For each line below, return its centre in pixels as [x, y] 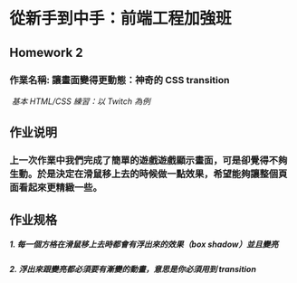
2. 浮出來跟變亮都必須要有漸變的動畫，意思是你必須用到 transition [133, 269]
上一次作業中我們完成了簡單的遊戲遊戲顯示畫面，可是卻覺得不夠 [148, 161]
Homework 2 [46, 52]
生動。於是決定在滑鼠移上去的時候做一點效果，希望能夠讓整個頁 [148, 175]
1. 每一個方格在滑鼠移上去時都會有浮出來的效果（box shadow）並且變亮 [144, 244]
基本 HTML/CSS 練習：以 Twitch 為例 [81, 101]
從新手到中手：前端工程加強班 [121, 19]
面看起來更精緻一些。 [56, 188]
